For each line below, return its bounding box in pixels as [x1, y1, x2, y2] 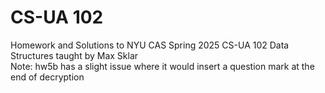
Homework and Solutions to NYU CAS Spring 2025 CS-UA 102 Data [10, 39, 290, 51]
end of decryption [10, 71, 85, 83]
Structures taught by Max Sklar [10, 49, 139, 61]
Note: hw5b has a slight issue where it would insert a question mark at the [10, 60, 315, 72]
